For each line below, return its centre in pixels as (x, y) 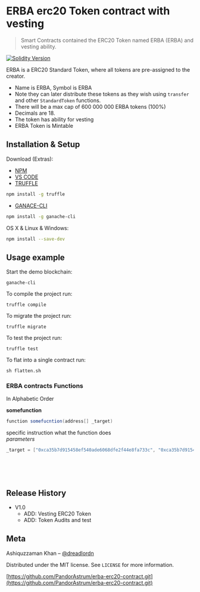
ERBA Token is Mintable (44, 125)
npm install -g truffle (36, 194)
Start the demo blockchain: (39, 272)
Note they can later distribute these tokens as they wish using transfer (102, 94)
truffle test (22, 349)
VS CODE (26, 177)
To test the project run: (34, 338)
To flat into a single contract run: (46, 360)
